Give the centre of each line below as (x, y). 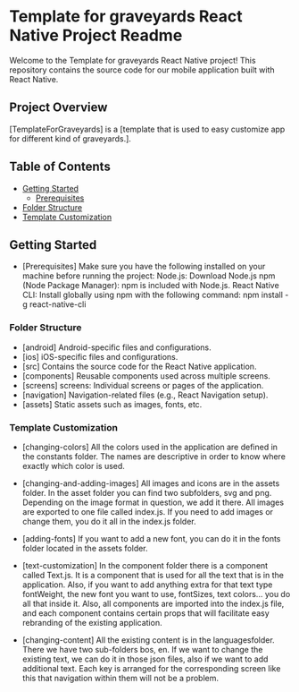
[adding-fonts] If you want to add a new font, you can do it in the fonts (151, 538)
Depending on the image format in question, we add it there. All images (153, 502)
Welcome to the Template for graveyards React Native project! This (133, 60)
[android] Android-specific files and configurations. (116, 347)
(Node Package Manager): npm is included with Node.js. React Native (150, 286)
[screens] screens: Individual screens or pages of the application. (143, 385)
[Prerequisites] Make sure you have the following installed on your (144, 267)
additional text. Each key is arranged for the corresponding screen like (151, 668)
